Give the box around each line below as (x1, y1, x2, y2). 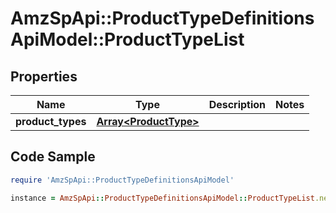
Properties (10, 68, 78, 85)
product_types (15, 115, 87, 128)
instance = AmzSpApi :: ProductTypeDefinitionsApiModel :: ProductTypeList (10, 193, 315, 203)
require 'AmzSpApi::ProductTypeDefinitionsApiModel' (10, 175, 235, 185)
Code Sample (10, 148, 96, 166)
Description (208, 98, 267, 111)
